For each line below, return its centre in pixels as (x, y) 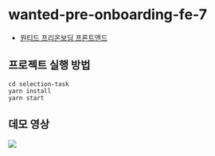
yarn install (30, 91)
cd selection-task (39, 84)
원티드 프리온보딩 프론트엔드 (64, 37)
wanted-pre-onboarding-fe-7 (107, 15)
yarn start (26, 98)
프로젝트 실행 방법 (49, 65)
